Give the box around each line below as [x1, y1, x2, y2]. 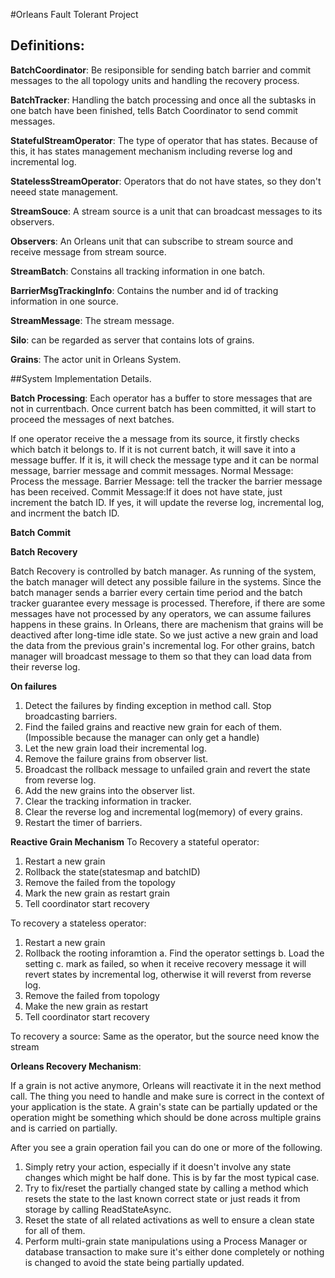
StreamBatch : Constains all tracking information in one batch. [10, 265, 265, 277]
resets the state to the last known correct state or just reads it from [24, 1192, 301, 1204]
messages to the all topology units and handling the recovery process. [10, 74, 300, 86]
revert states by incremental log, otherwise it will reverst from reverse [24, 968, 312, 980]
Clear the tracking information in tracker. [24, 795, 192, 807]
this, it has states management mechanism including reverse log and [10, 145, 293, 157]
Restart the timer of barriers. [24, 816, 143, 828]
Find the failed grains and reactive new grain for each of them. [24, 720, 283, 733]
